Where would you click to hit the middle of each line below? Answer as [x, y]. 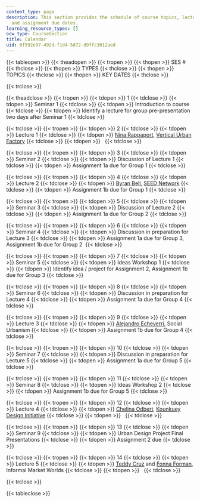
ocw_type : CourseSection [37, 34]
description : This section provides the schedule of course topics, [93, 17]
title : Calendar [26, 39]
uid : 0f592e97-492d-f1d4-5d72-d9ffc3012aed [61, 45]
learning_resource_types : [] [42, 28]
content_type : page [30, 12]
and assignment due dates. [45, 23]
